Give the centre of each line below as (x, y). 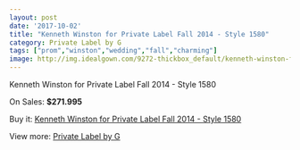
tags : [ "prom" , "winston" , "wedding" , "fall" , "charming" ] (113, 51)
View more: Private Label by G (65, 136)
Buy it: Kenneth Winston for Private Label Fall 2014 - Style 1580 (125, 119)
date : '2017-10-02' (46, 26)
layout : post (33, 17)
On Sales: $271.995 (46, 102)
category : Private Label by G (66, 42)
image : (21, 59)
